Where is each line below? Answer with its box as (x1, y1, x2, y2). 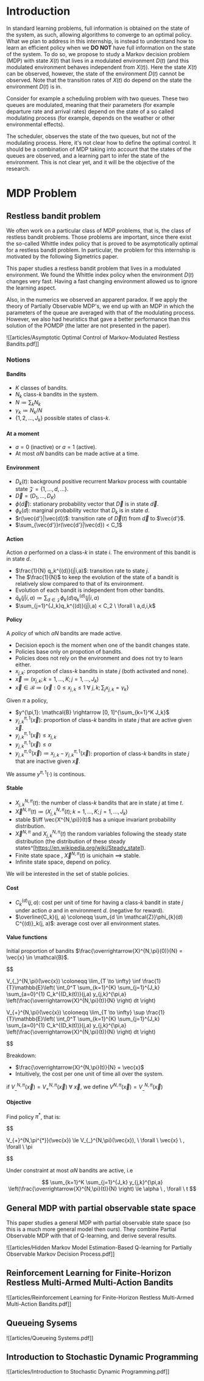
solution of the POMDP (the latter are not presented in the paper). (6, 322, 171, 329)
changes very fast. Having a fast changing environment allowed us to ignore (6, 277, 198, 285)
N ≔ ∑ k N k (15, 398, 41, 407)
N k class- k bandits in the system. (15, 391, 99, 399)
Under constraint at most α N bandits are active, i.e (6, 1167, 133, 1174)
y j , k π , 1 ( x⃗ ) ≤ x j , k (15, 731, 57, 740)
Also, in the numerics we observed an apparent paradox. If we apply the (6, 296, 188, 303)
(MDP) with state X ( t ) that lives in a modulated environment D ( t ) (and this (6, 57, 189, 64)
